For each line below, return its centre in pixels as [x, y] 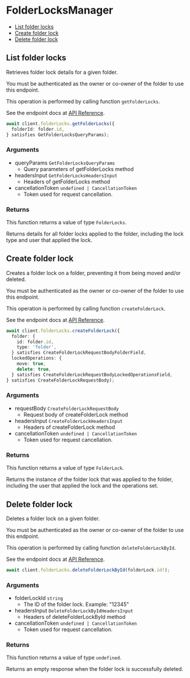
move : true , [31, 364]
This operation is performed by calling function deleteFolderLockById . [91, 547]
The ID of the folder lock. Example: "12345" [76, 605]
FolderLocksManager [60, 10]
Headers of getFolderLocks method [67, 182]
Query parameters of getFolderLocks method [78, 169]
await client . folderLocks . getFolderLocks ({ [60, 124]
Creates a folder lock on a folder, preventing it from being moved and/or [94, 273]
